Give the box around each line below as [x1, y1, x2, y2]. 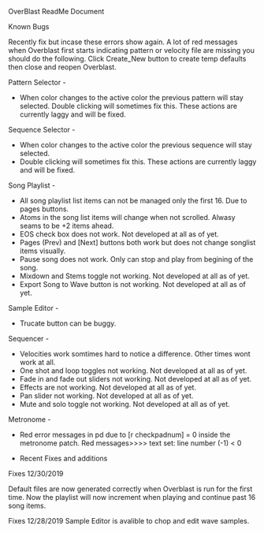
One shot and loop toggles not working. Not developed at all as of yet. [19, 366, 247, 375]
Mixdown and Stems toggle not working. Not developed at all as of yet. [19, 271, 250, 281]
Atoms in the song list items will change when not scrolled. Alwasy [19, 213, 236, 222]
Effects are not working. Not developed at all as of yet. [19, 382, 197, 392]
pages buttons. [19, 204, 69, 214]
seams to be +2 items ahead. [19, 221, 114, 230]
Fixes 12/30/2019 [8, 469, 65, 478]
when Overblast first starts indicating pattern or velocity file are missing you [8, 46, 255, 54]
